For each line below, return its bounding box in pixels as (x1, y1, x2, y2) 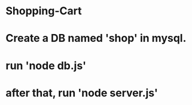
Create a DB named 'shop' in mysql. (5, 32, 187, 45)
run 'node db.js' (5, 58, 87, 72)
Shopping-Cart (5, 4, 82, 18)
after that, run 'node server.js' (5, 86, 159, 100)
